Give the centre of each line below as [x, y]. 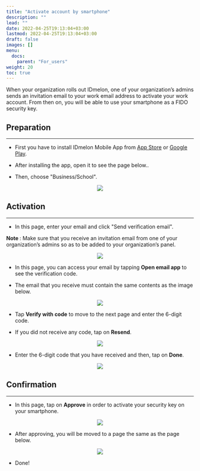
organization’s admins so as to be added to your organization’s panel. [91, 244]
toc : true [18, 73]
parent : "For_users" [42, 61]
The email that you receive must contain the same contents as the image [104, 285]
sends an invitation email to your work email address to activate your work [97, 96]
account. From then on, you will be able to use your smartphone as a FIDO [97, 103]
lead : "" [17, 23]
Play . [21, 154]
